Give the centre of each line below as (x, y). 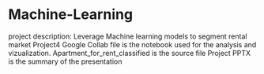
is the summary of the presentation (65, 61)
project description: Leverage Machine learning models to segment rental (128, 36)
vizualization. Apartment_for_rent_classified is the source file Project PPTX (130, 53)
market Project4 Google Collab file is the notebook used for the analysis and (132, 44)
